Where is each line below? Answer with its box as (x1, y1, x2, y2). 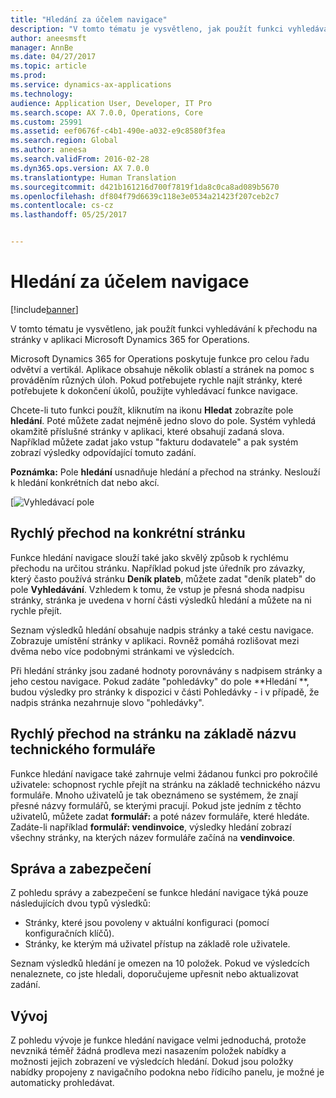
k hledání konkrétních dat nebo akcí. (10, 476, 160, 488)
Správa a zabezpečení (10, 860, 152, 877)
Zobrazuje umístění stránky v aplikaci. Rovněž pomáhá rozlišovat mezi (10, 634, 300, 646)
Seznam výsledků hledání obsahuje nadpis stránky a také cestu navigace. (10, 624, 315, 636)
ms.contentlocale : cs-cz (10, 201, 114, 211)
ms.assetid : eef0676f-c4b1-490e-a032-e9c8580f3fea (10, 126, 226, 136)
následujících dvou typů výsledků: (10, 897, 151, 910)
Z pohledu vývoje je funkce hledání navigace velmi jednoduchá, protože (10, 1034, 307, 1046)
